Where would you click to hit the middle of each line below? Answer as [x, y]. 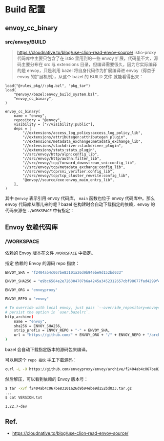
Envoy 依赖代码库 [31, 227]
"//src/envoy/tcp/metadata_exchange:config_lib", [74, 167]
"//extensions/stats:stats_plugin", [60, 150]
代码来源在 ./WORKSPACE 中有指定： [40, 210]
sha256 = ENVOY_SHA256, [38, 326]
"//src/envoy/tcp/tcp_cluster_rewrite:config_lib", [76, 176]
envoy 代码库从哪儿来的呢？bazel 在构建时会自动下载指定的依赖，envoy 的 [80, 204]
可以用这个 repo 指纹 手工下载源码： [41, 360]
